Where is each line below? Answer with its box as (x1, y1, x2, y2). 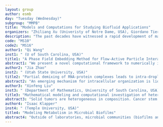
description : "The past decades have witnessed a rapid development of (5, 34, 153, 39)
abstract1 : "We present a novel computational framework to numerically (5, 61, 155, 66)
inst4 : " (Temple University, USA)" (5, 106, 79, 111)
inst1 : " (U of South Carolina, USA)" (5, 52, 83, 57)
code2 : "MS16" (5, 43, 34, 48)
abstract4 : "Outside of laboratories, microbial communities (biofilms (5, 114, 153, 120)
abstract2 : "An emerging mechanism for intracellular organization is (5, 79, 151, 84)
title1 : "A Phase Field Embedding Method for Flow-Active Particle (5, 56, 145, 61)
